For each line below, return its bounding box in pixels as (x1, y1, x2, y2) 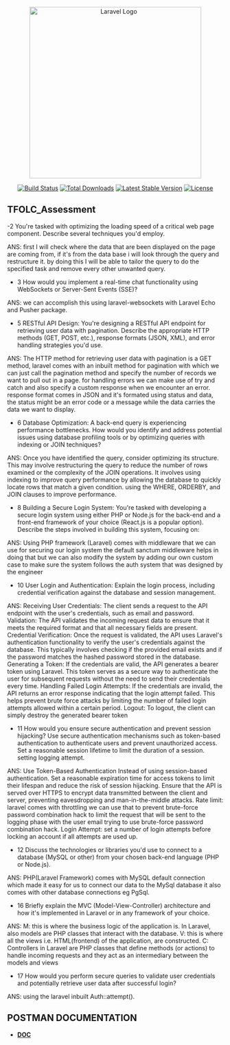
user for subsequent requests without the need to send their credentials (7, 674, 211, 683)
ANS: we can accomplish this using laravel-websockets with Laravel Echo (7, 298, 216, 307)
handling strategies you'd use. (16, 340, 103, 349)
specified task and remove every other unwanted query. (7, 264, 166, 272)
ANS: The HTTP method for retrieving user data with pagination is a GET (7, 354, 212, 362)
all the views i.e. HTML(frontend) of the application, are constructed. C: (7, 937, 209, 945)
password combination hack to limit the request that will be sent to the (7, 810, 206, 819)
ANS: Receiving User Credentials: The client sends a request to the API (7, 601, 208, 610)
